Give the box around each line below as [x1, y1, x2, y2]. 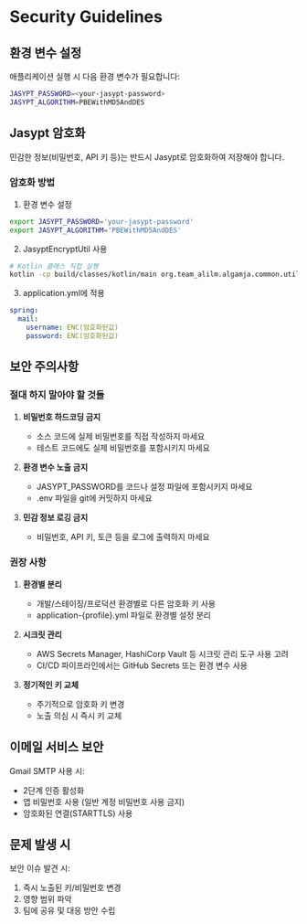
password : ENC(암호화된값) [26, 331, 119, 340]
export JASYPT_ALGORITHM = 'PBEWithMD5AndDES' [9, 226, 182, 235]
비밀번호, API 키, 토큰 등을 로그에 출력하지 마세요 [36, 531, 210, 542]
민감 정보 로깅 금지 [22, 512, 89, 523]
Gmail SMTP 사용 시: [9, 765, 85, 776]
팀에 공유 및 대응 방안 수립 [22, 905, 116, 916]
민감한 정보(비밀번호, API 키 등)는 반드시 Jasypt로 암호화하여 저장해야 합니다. [9, 151, 285, 162]
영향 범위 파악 [22, 894, 72, 905]
